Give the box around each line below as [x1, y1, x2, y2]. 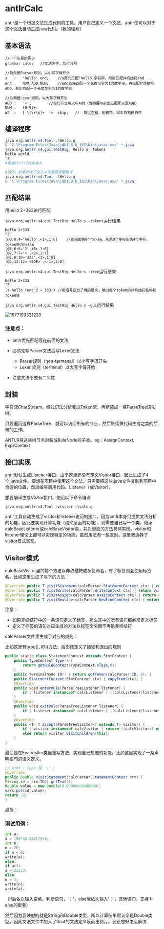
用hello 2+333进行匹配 [5, 208, 51, 213]
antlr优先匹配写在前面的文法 [12, 337, 69, 343]
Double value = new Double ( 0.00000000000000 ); [5, 784, 102, 789]
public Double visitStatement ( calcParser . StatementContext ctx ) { [5, 774, 143, 780]
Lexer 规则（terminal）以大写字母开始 [19, 364, 96, 370]
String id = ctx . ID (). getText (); [5, 779, 73, 784]
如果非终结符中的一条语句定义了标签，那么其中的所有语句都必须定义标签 [12, 617, 158, 623]
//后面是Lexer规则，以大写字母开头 [5, 95, 68, 100]
